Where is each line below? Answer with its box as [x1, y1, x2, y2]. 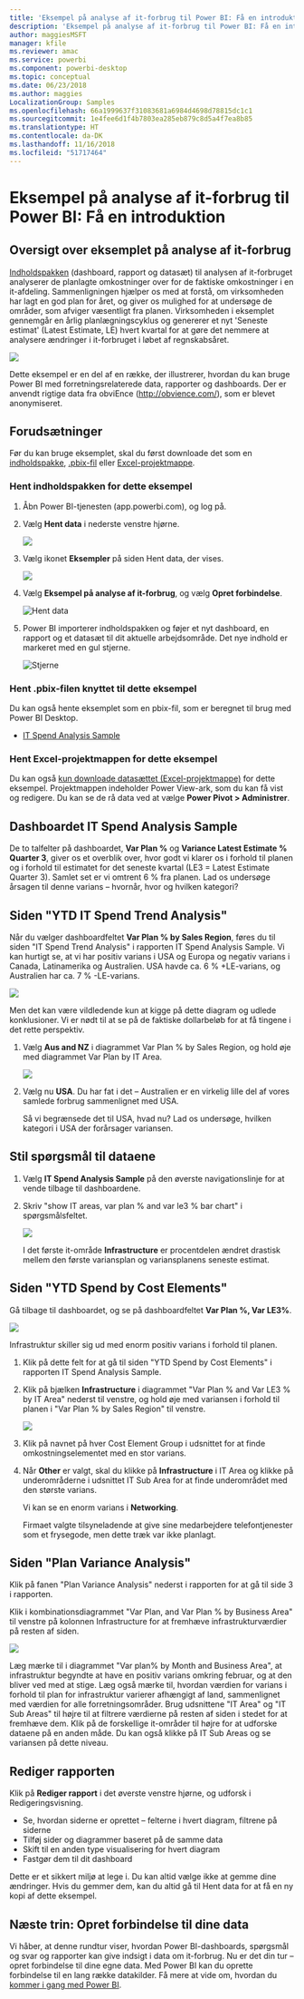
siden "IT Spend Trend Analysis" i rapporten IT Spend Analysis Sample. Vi [9, 941, 285, 952]
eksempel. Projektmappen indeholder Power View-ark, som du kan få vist [9, 783, 283, 794]
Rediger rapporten [9, 1763, 116, 1779]
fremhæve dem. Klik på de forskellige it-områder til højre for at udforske [9, 1718, 278, 1729]
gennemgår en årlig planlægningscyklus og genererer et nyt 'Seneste [9, 315, 269, 326]
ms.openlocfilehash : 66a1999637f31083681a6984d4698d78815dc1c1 [9, 106, 253, 115]
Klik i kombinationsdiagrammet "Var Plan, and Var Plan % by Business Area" [9, 1606, 293, 1617]
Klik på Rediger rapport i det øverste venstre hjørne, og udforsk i [9, 1788, 252, 1799]
